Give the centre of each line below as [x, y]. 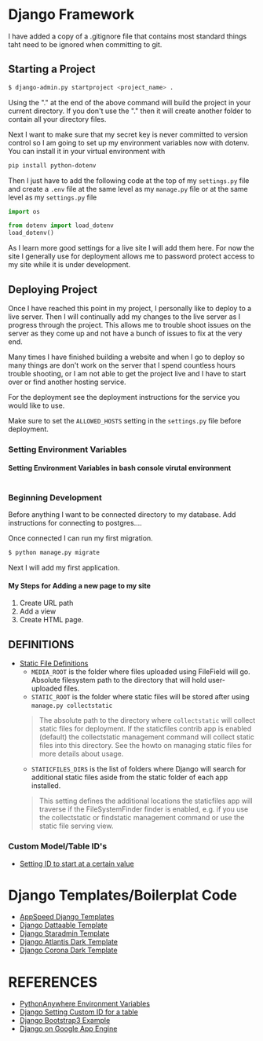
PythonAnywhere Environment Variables [85, 1004]
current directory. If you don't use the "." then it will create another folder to [130, 111]
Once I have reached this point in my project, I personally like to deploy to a [130, 308]
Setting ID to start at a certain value [77, 863]
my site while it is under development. [69, 265]
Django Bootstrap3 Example [65, 1021]
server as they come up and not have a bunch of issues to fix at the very [125, 333]
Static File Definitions [54, 663]
